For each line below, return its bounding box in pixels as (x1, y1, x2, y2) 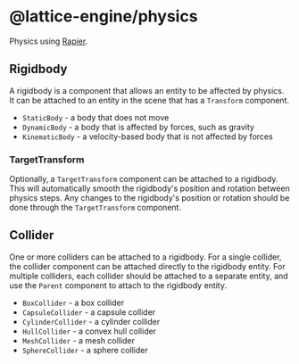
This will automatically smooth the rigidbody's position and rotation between (9, 183, 290, 194)
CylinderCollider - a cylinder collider (21, 316, 161, 327)
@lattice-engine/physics (9, 6, 198, 27)
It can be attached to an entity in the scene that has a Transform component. (9, 95, 290, 105)
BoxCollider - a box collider (21, 297, 125, 308)
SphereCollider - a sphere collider (21, 344, 149, 355)
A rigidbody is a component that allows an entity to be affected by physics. (9, 85, 285, 95)
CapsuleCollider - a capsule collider (21, 306, 156, 318)
